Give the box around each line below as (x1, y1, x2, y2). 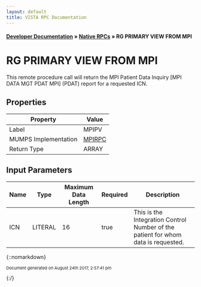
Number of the (133, 223, 175, 231)
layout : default (6, 8, 47, 15)
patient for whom (133, 230, 182, 238)
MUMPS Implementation (9, 135, 78, 143)
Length (68, 198, 90, 206)
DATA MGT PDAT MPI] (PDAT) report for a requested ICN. (6, 80, 148, 87)
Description (145, 190, 180, 198)
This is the (133, 208, 163, 216)
